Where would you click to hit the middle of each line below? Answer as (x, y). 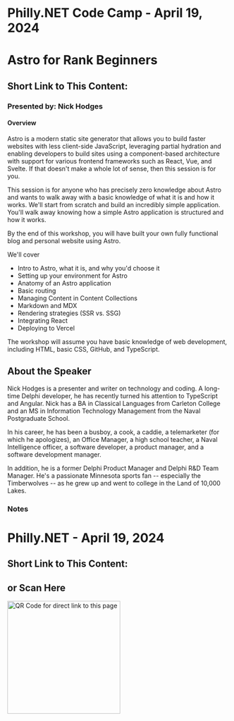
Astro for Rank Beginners (82, 60)
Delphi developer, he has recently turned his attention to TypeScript (120, 395)
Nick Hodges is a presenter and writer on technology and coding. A (105, 388)
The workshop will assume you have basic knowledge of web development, (117, 341)
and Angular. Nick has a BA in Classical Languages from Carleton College (114, 403)
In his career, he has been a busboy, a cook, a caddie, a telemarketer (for (113, 432)
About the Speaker (49, 371)
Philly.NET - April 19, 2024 (86, 538)
